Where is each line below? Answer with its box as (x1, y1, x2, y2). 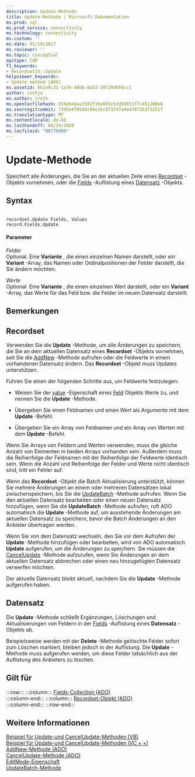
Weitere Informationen (6, 718, 90, 728)
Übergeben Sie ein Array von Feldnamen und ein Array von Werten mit (14, 424, 184, 431)
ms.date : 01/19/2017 (6, 42, 57, 47)
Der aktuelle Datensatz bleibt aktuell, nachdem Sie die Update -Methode (6, 575, 181, 582)
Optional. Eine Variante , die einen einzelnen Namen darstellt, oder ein (6, 253, 175, 260)
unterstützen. (6, 367, 39, 374)
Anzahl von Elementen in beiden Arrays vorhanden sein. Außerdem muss (6, 448, 182, 455)
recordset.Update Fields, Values (6, 216, 88, 222)
